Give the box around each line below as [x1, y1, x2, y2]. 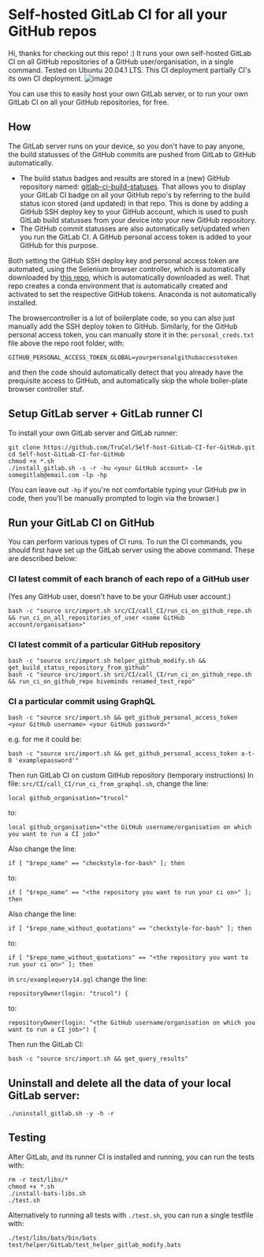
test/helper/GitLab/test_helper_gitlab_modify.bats [8, 1240, 181, 1249]
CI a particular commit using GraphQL [8, 695, 156, 706]
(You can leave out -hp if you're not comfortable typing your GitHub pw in [8, 484, 247, 495]
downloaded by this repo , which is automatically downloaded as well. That [8, 273, 250, 282]
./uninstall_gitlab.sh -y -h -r [8, 1110, 114, 1118]
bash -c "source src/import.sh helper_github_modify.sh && [8, 657, 206, 664]
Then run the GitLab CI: [8, 1040, 84, 1049]
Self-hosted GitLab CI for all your [8, 6, 228, 24]
